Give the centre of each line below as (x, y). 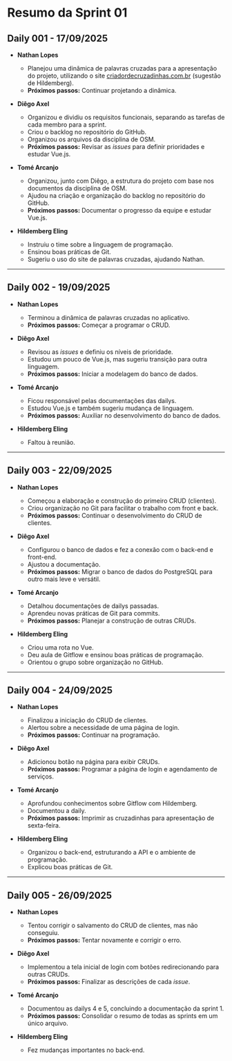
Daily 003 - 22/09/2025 (60, 471)
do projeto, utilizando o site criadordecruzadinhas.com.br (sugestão (124, 75)
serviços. (40, 776)
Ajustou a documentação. (64, 564)
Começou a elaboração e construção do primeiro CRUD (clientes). (122, 501)
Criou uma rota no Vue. (61, 647)
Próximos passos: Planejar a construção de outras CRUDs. (112, 621)
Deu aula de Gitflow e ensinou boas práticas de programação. (115, 654)
